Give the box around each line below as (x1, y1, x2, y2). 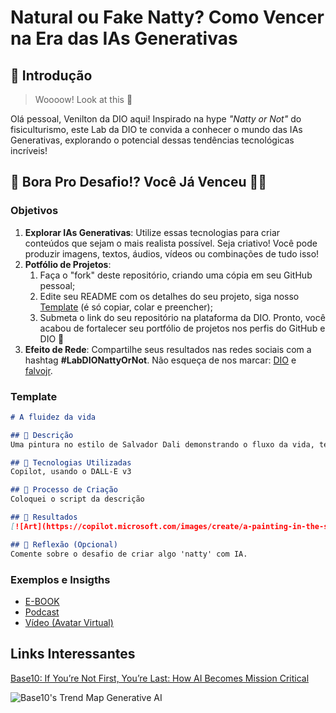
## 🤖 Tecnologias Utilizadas (10, 457, 132, 468)
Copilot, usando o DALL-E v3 (10, 467, 132, 477)
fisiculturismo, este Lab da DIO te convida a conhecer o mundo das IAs (10, 124, 303, 135)
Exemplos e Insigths (10, 572, 111, 586)
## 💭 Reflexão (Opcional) (10, 539, 118, 550)
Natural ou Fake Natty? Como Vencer (10, 6, 325, 29)
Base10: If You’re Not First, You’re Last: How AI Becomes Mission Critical (10, 672, 310, 684)
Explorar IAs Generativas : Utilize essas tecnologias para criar (24, 226, 281, 238)
